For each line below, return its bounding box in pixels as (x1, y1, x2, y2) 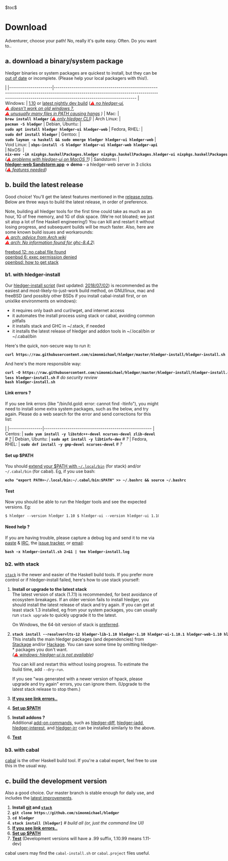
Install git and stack (12, 804, 53, 810)
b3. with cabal (5, 746, 39, 753)
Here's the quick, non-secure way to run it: (5, 343, 91, 349)
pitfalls (12, 317, 26, 324)
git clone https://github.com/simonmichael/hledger (12, 811, 119, 816)
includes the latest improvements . (5, 795, 73, 801)
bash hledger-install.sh (5, 379, 56, 385)
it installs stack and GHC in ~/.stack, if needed (12, 323, 105, 329)
